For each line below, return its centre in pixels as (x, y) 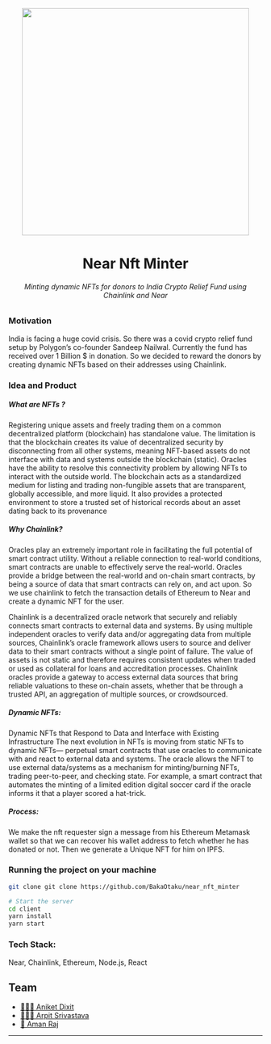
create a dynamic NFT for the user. (67, 601)
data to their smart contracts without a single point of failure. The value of (131, 651)
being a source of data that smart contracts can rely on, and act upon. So (130, 584)
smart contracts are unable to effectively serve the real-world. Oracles (125, 566)
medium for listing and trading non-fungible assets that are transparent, (127, 485)
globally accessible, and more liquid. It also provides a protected (115, 494)
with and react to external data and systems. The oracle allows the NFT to (131, 759)
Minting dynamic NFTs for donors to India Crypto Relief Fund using (135, 286)
